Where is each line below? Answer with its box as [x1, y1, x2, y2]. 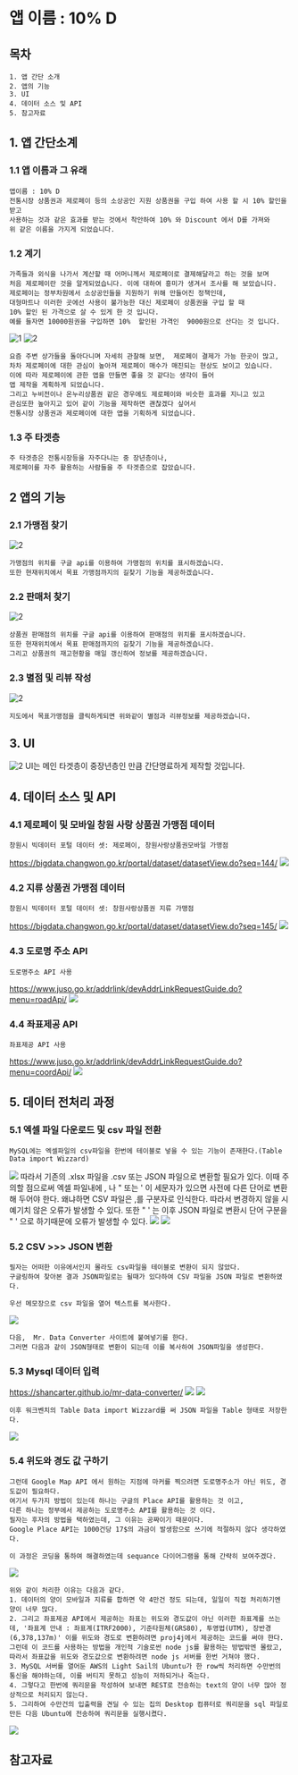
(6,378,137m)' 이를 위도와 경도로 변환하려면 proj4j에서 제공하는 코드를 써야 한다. [9, 1633, 285, 1642]
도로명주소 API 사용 [9, 968, 73, 976]
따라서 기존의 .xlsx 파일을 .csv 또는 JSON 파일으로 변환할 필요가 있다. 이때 [20, 1171, 280, 1181]
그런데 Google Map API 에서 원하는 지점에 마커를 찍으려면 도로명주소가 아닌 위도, [9, 1477, 277, 1486]
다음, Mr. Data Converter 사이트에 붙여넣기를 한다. [9, 1333, 189, 1342]
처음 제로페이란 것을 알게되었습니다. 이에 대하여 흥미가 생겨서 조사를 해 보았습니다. [9, 279, 277, 288]
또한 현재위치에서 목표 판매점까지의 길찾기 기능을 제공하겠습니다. [9, 640, 215, 649]
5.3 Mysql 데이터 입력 [9, 1365, 100, 1377]
